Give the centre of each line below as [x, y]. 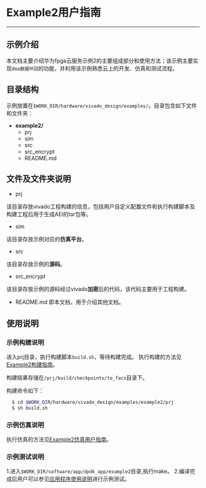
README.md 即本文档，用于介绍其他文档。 [70, 302]
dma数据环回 [25, 69]
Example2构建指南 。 [32, 365]
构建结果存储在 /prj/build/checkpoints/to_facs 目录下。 [77, 378]
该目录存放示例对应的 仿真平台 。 [47, 239]
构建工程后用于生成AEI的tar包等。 [49, 214]
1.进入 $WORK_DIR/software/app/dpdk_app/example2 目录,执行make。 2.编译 [98, 471]
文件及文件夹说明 [39, 179]
